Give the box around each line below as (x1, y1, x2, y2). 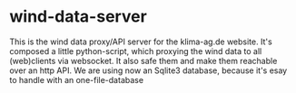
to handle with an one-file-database (9, 74, 143, 85)
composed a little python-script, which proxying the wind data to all (9, 45, 262, 56)
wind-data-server (9, 6, 147, 27)
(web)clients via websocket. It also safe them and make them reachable (9, 55, 278, 66)
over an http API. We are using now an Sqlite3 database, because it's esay (9, 65, 288, 76)
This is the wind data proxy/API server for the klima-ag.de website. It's (9, 36, 272, 47)
